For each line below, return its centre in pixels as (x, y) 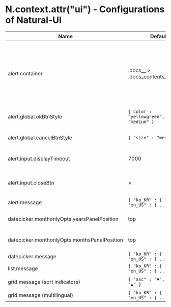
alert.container (25, 73)
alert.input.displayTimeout (39, 159)
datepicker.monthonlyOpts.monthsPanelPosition (65, 240)
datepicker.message (32, 256)
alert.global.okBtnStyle (35, 116)
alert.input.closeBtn (31, 182)
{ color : (140, 111)
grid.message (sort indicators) (44, 282)
